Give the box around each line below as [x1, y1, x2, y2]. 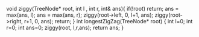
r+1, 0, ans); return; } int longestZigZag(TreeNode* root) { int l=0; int [24, 18, 193, 24]
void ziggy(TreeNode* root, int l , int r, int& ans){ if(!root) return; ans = [6, 5, 179, 12]
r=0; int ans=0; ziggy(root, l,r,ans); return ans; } [6, 24, 124, 31]
